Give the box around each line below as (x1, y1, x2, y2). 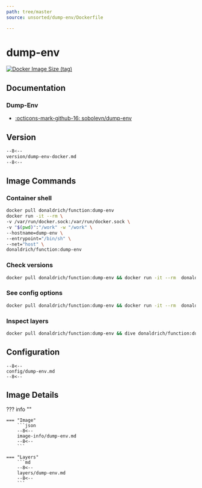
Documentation (6, 82, 66, 93)
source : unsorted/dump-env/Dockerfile (6, 14, 103, 20)
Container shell (6, 194, 52, 202)
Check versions (6, 261, 53, 270)
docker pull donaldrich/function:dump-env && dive (6, 330, 136, 336)
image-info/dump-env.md (17, 433, 77, 439)
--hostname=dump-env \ (6, 230, 63, 236)
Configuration (6, 347, 60, 357)
